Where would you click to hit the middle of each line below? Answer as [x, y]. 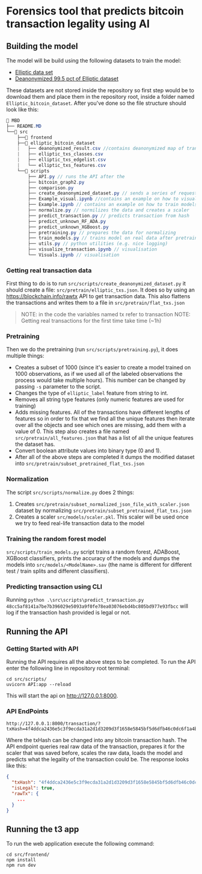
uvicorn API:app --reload [38, 685]
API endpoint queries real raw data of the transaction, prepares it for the [96, 747]
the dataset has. [35, 445]
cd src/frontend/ [28, 855]
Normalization [28, 479]
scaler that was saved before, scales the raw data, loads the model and [95, 753]
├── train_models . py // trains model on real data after [100, 238]
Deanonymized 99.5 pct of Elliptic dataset [67, 79]
